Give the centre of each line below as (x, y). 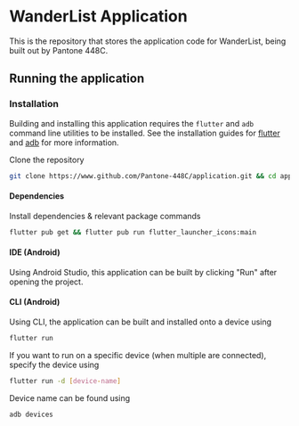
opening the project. (46, 282)
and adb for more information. (64, 142)
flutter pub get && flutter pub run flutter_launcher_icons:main (133, 232)
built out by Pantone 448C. (59, 50)
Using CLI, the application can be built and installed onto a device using (141, 322)
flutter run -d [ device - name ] (65, 381)
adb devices (31, 414)
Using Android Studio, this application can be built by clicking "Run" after (143, 272)
